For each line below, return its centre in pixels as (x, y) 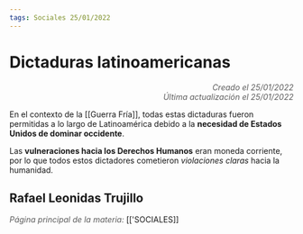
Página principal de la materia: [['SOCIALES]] (94, 220)
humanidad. (32, 170)
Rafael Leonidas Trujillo (77, 198)
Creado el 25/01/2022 (252, 87)
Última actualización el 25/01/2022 (228, 96)
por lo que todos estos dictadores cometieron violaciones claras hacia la (144, 160)
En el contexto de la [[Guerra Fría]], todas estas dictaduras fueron (132, 114)
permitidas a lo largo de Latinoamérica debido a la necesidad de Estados (146, 123)
